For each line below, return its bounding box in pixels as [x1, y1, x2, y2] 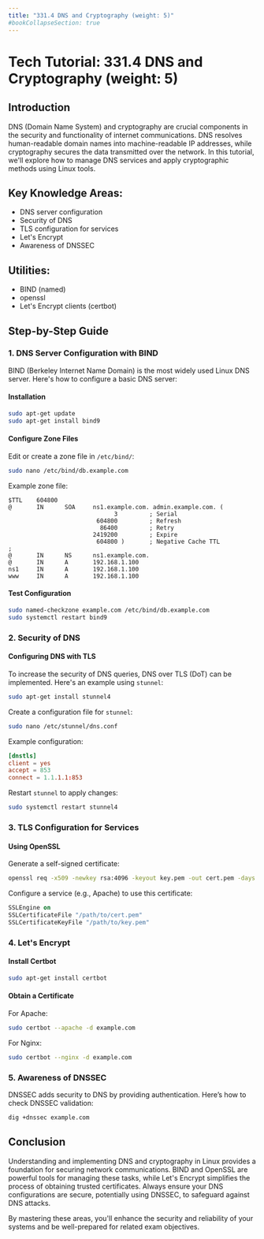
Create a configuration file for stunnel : [8, 707, 133, 716]
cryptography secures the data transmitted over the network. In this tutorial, [8, 147, 255, 156]
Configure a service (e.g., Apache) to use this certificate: [8, 888, 193, 899]
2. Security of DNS [8, 632, 81, 643]
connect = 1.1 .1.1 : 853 [8, 774, 83, 782]
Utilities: [8, 263, 50, 277]
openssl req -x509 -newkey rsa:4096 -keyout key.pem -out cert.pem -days [8, 874, 256, 883]
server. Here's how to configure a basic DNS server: [8, 374, 177, 383]
